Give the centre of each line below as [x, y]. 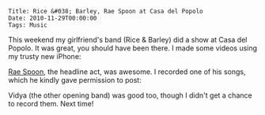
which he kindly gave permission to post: [75, 80]
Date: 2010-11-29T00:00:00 [53, 18]
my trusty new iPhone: [45, 56]
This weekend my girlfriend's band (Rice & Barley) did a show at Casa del [128, 40]
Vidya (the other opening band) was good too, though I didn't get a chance [130, 95]
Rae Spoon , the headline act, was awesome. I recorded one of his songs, [127, 72]
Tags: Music [28, 25]
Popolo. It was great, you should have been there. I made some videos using [133, 48]
